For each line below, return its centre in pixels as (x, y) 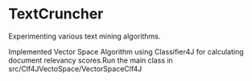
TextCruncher (56, 14)
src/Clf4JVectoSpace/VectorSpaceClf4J (75, 68)
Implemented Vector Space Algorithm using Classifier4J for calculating (126, 51)
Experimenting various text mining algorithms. (85, 36)
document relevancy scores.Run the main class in (91, 60)
